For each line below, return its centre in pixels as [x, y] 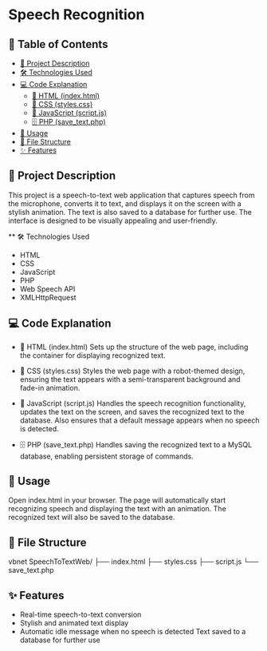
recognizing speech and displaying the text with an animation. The [118, 509]
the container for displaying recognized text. [92, 355]
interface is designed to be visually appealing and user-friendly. [113, 220]
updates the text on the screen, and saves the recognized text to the [132, 411]
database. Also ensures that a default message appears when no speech [140, 420]
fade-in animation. [50, 387]
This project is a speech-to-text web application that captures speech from [132, 195]
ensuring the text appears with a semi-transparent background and [130, 379]
